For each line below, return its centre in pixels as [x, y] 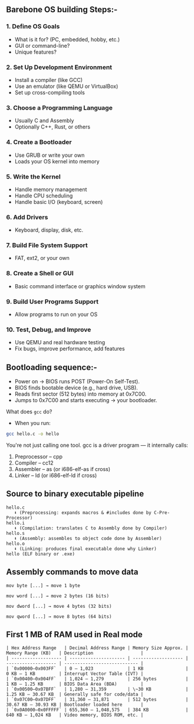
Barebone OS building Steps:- [62, 10]
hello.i [16, 523]
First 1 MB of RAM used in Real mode [74, 635]
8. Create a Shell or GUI [40, 274]
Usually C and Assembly [44, 121]
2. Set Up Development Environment [59, 67]
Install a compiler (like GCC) [48, 80]
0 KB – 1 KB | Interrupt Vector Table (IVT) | [75, 674]
